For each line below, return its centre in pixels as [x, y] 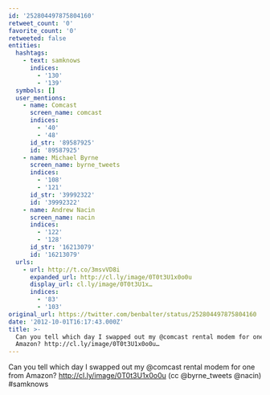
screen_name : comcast [66, 113]
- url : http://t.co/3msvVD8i [72, 270]
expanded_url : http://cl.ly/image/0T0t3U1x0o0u [111, 277]
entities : [25, 46]
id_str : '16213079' [62, 247]
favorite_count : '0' [43, 31]
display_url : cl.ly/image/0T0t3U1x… [91, 285]
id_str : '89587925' [62, 143]
